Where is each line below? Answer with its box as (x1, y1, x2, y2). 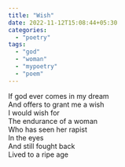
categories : (8, 26, 47, 34)
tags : (8, 41, 26, 49)
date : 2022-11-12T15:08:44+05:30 (8, 19, 118, 27)
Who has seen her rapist (8, 125, 88, 134)
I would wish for (8, 107, 61, 118)
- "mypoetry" (15, 63, 58, 71)
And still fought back (8, 141, 75, 151)
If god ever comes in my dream (8, 91, 109, 100)
